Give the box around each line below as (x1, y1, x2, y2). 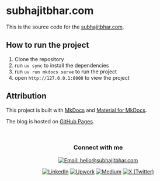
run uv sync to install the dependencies (14, 62, 109, 69)
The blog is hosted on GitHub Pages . (6, 118, 95, 125)
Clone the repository (14, 55, 64, 62)
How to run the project (6, 40, 89, 50)
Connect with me (73, 144, 123, 152)
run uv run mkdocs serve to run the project (14, 68, 117, 75)
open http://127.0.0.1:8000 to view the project (14, 74, 130, 81)
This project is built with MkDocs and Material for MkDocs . (6, 107, 147, 113)
